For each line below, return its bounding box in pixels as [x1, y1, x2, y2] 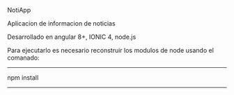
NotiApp [7, 6, 31, 14]
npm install [7, 74, 39, 82]
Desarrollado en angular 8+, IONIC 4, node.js [7, 33, 136, 41]
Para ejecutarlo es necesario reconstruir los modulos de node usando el [7, 46, 214, 54]
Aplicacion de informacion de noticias [7, 19, 116, 27]
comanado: [7, 53, 40, 62]
